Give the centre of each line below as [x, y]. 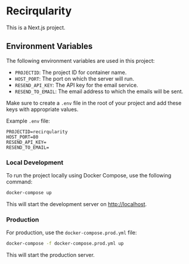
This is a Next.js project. [36, 27]
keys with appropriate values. [42, 109]
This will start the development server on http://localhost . [77, 204]
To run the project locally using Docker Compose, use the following [89, 176]
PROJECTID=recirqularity [37, 132]
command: [19, 182]
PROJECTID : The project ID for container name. [71, 72]
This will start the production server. [51, 255]
